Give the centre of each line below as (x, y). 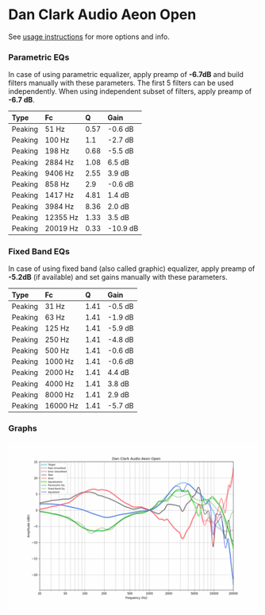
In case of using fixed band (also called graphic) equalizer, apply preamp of (132, 269)
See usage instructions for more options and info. (89, 37)
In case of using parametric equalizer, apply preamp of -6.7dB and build (126, 75)
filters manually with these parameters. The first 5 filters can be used (121, 83)
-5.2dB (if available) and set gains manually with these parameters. (118, 277)
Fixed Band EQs (39, 251)
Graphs (23, 428)
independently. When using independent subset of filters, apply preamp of (130, 91)
